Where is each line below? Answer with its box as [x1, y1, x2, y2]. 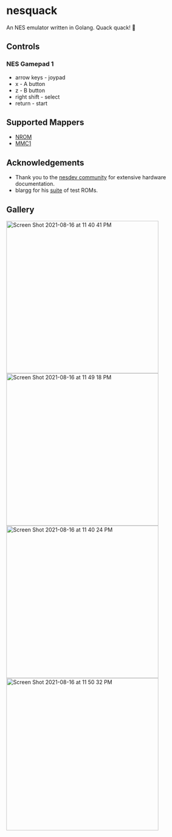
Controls [6, 41, 40, 52]
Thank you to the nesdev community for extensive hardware [15, 174, 167, 181]
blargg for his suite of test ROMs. [15, 187, 98, 194]
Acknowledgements [6, 157, 84, 168]
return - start [15, 99, 47, 107]
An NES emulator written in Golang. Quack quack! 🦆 [6, 24, 136, 31]
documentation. [15, 180, 55, 188]
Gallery [6, 204, 35, 215]
